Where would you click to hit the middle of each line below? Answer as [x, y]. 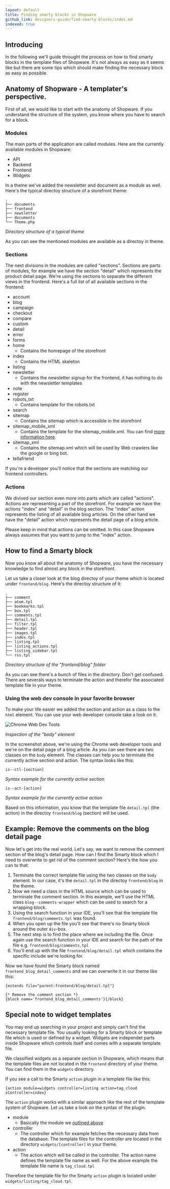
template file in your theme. [34, 685]
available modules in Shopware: [39, 150]
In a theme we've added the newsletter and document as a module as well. [83, 185]
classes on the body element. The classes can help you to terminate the [80, 755]
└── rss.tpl [18, 655]
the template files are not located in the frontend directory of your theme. [82, 1064]
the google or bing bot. [44, 453]
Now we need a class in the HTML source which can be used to [79, 891]
